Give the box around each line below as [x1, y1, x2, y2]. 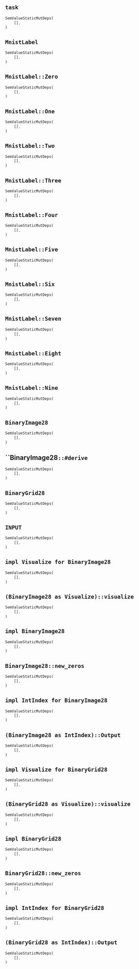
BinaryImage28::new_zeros [5, 662, 84, 669]
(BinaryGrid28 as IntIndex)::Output [5, 939, 118, 946]
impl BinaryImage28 [5, 627, 65, 635]
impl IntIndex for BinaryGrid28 [5, 904, 105, 911]
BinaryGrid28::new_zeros [5, 870, 82, 877]
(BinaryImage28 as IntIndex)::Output [5, 731, 121, 739]
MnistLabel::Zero [5, 73, 58, 80]
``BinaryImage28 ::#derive [5, 454, 88, 462]
